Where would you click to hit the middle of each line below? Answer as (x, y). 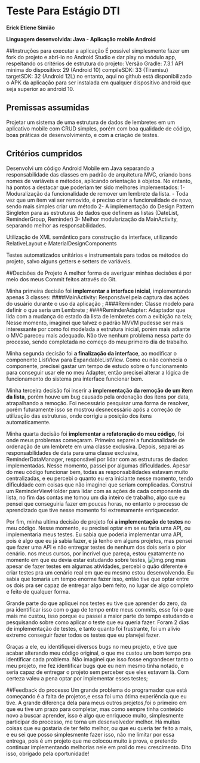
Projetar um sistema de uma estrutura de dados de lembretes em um (91, 122)
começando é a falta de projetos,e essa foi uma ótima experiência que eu (96, 696)
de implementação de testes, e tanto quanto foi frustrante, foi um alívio (93, 628)
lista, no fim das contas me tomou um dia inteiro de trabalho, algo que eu (96, 497)
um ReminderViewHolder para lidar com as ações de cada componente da (98, 491)
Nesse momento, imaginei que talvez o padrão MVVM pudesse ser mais (95, 323)
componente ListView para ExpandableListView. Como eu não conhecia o (97, 360)
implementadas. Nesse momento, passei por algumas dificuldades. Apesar (98, 466)
